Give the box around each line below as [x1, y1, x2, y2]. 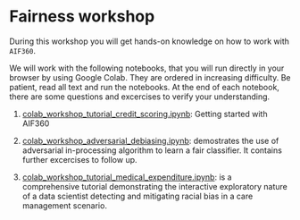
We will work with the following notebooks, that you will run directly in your [9, 63, 285, 73]
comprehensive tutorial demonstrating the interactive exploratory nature [21, 181, 287, 191]
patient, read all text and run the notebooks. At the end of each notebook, [9, 81, 279, 92]
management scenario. [21, 199, 107, 211]
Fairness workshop [9, 6, 155, 27]
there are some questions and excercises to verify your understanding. [9, 91, 271, 102]
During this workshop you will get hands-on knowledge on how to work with [9, 36, 290, 47]
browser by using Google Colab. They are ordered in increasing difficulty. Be [9, 72, 292, 82]
